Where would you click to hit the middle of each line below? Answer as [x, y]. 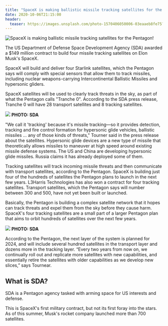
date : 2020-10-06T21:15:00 [33, 15]
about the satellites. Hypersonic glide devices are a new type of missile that [83, 140]
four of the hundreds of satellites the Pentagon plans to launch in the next [81, 177]
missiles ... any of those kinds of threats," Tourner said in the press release [82, 135]
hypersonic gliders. [25, 84]
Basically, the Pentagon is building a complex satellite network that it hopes [83, 203]
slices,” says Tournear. [28, 265]
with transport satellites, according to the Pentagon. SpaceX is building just [82, 172]
